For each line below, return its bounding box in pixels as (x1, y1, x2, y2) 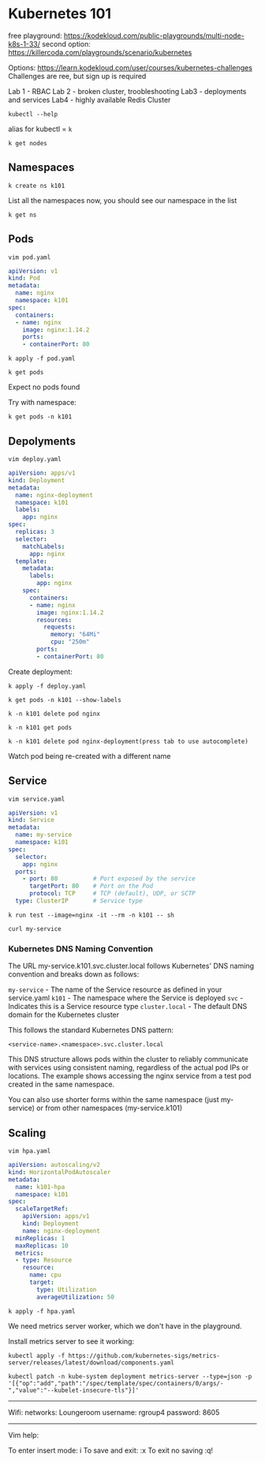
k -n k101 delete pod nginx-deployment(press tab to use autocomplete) (8, 737, 248, 745)
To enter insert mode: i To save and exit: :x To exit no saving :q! (8, 1446, 214, 1455)
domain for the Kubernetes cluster (8, 1010, 120, 1019)
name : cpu (28, 1271, 62, 1279)
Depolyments (8, 434, 77, 448)
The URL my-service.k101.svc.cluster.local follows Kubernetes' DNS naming (8, 961, 255, 971)
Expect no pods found (8, 382, 80, 392)
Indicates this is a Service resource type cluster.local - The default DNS (8, 1002, 248, 1011)
